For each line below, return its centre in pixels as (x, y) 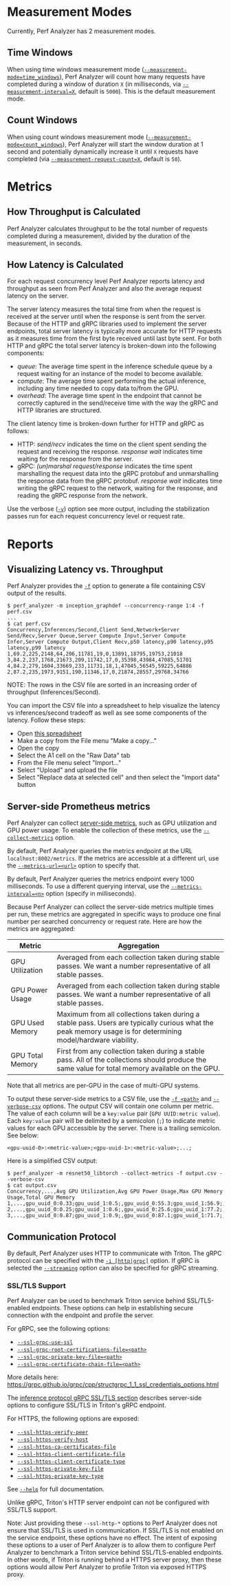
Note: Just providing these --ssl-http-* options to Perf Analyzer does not (112, 1523)
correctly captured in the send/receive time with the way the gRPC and (118, 403)
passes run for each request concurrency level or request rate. (96, 516)
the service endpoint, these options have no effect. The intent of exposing (112, 1538)
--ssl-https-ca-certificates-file (66, 1447)
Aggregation (139, 946)
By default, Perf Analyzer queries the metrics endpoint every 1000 (101, 879)
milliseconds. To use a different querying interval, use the (88, 886)
